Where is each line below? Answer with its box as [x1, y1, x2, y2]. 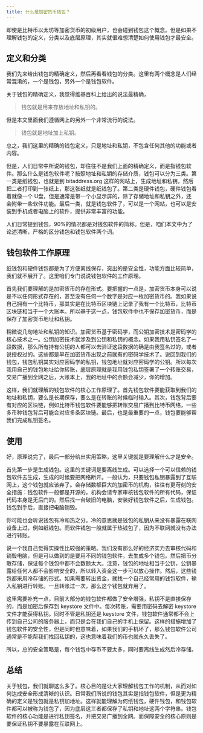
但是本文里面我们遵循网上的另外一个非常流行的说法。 [6, 116, 139, 124]
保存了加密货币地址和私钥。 [6, 315, 76, 323]
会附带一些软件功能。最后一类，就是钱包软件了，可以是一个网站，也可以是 [6, 200, 192, 207]
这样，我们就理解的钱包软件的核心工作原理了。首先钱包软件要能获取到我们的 [6, 386, 197, 393]
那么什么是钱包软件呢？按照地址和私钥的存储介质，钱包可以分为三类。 [16, 170, 192, 177]
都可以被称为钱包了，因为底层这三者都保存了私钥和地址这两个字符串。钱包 [11, 705, 197, 712]
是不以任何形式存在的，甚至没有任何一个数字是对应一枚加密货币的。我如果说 [6, 292, 197, 300]
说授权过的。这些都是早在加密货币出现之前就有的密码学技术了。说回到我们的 [6, 351, 197, 358]
